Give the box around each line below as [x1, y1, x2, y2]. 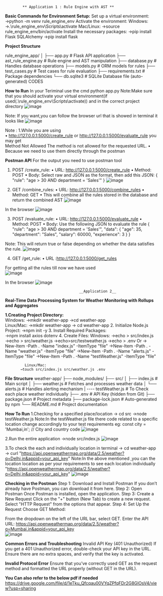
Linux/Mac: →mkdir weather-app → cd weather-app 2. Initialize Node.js [5, 323, 148, 328]
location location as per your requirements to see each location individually [5, 461, 156, 467]
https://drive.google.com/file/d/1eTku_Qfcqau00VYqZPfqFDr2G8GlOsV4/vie [5, 580, 157, 586]
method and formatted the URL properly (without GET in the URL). [5, 566, 137, 571]
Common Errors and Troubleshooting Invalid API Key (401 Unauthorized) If [5, 541, 157, 546]
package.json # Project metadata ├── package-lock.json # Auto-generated [5, 397, 157, 402]
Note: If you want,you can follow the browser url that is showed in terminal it [5, 113, 158, 119]
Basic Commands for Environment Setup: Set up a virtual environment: [5, 13, 149, 19]
